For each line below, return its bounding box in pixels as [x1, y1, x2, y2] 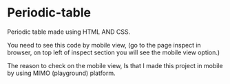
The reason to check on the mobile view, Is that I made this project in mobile [7, 61, 223, 70]
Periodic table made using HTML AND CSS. [7, 28, 131, 36]
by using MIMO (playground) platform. [7, 69, 116, 77]
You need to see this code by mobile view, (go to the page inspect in [7, 41, 201, 49]
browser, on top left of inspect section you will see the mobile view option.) [7, 48, 220, 56]
